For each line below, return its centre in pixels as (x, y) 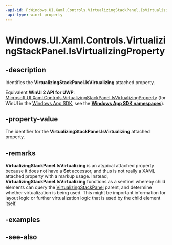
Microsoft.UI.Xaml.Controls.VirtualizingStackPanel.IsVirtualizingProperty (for (86, 97)
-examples (23, 220)
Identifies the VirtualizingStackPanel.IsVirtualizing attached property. (80, 82)
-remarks (20, 153)
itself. (11, 203)
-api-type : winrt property (34, 15)
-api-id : (15, 10)
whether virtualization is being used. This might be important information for (86, 193)
